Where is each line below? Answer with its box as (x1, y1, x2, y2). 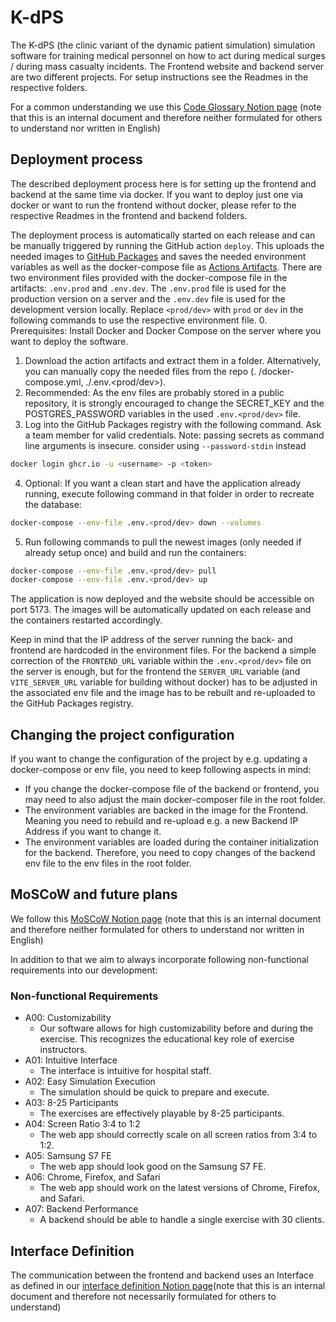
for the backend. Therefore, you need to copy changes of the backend (24, 847, 316, 859)
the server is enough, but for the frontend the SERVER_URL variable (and (10, 666, 301, 678)
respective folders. (10, 81, 88, 93)
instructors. (39, 1044, 88, 1056)
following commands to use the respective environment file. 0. (10, 314, 268, 326)
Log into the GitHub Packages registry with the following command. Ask (24, 418, 322, 430)
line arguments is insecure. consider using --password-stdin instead (24, 439, 307, 451)
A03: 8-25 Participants (24, 1097, 119, 1109)
